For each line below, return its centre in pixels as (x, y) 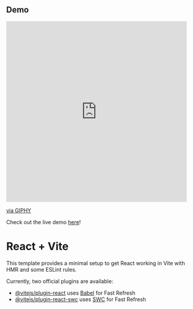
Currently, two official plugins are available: (60, 281)
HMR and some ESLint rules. (41, 269)
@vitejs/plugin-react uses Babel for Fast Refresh (75, 293)
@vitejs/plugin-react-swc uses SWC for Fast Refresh (80, 299)
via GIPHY (19, 210)
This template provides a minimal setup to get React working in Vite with (96, 263)
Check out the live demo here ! (44, 222)
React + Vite (38, 246)
